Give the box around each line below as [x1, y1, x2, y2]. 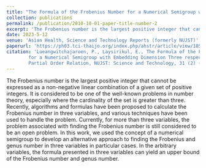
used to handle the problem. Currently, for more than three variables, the [6, 115, 190, 123]
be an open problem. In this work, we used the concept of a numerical [6, 129, 184, 136]
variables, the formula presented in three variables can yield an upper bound [6, 148, 200, 156]
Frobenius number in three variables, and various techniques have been [6, 109, 188, 117]
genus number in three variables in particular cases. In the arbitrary [6, 142, 177, 149]
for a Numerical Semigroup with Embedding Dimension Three [28, 54, 183, 60]
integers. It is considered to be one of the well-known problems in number [6, 90, 194, 97]
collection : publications [6, 15, 72, 21]
